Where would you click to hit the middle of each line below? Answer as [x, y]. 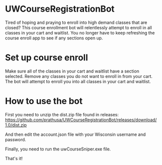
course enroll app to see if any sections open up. [54, 38]
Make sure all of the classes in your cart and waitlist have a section [72, 71]
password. [16, 139]
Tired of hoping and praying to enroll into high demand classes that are [76, 22]
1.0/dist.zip [16, 125]
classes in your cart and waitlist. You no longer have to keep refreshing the [80, 33]
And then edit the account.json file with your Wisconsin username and [75, 134]
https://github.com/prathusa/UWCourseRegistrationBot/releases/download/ [81, 120]
